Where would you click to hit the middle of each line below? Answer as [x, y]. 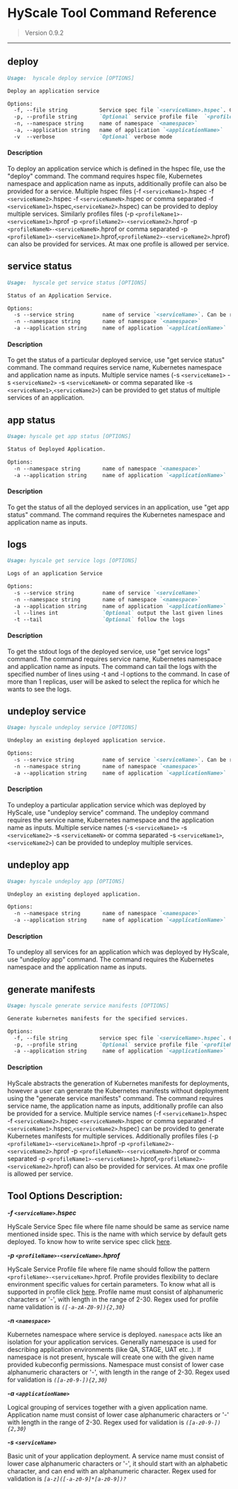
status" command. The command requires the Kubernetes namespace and [116, 514]
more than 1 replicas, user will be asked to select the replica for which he [113, 681]
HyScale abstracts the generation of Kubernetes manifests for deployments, [118, 1083]
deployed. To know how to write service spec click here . [90, 1242]
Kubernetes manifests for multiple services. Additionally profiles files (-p [113, 1136]
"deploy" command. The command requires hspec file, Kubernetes [105, 176]
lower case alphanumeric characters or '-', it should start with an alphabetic [118, 1463]
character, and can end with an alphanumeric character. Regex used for [112, 1471]
